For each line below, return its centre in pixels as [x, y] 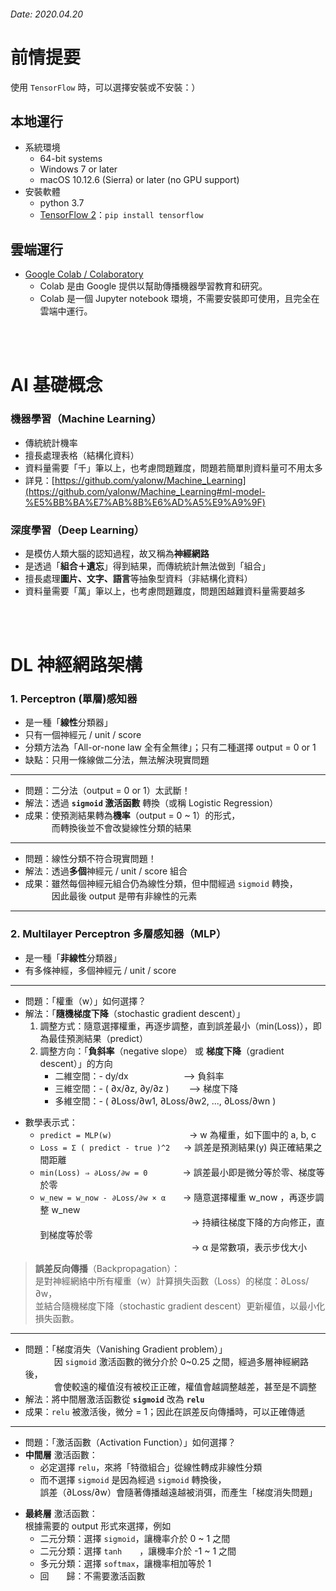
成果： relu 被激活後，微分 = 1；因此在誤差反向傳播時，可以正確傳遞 [165, 1411]
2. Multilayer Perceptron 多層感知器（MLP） [118, 934]
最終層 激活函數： [61, 1513]
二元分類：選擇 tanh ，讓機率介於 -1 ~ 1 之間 [138, 1551]
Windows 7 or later [78, 169]
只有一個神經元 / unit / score [83, 735]
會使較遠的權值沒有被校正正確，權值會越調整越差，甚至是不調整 [185, 1386]
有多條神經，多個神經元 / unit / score [100, 970]
